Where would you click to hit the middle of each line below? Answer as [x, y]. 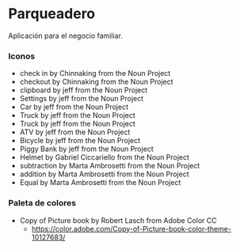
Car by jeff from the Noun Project [74, 107]
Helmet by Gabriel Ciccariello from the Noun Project [105, 157]
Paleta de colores [42, 203]
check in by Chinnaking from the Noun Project [95, 74]
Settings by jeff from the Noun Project [82, 99]
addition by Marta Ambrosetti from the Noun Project [104, 174]
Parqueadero [52, 14]
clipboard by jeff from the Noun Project [84, 90]
